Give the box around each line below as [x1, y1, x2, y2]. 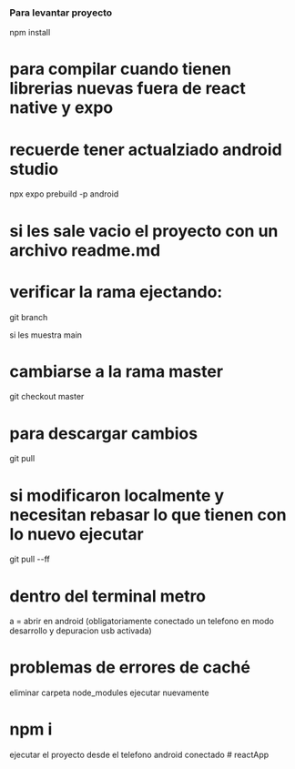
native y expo [9, 97, 114, 118]
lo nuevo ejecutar [9, 523, 144, 544]
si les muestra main [9, 329, 83, 340]
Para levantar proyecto [9, 6, 113, 19]
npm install [9, 27, 51, 38]
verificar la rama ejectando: [9, 281, 223, 302]
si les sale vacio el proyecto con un [9, 220, 279, 241]
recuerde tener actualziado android [9, 139, 282, 160]
